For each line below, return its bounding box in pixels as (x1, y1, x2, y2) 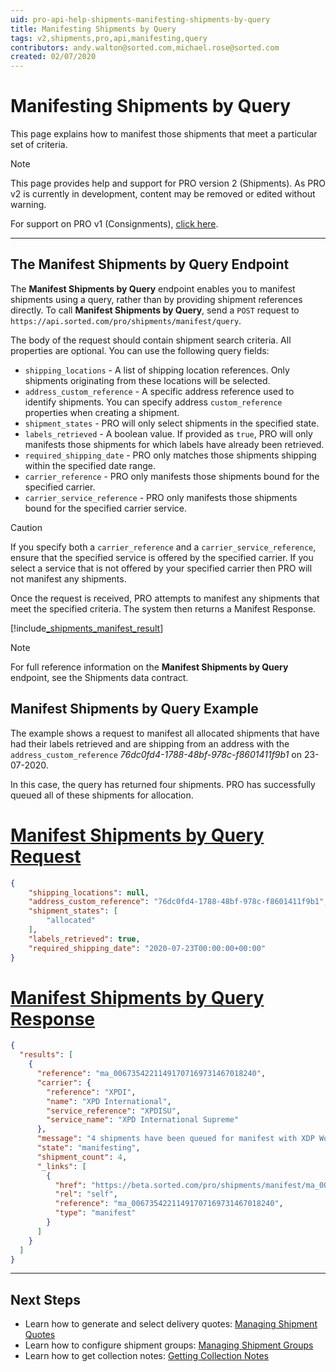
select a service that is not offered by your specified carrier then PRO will (10, 562, 313, 574)
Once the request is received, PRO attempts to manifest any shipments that (10, 592, 320, 604)
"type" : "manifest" (54, 1208, 137, 1218)
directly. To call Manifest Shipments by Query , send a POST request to (10, 304, 300, 316)
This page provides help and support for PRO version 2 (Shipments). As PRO (10, 177, 326, 190)
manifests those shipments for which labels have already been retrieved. (24, 438, 325, 450)
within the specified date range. (24, 459, 156, 471)
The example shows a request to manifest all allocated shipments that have (10, 727, 320, 739)
